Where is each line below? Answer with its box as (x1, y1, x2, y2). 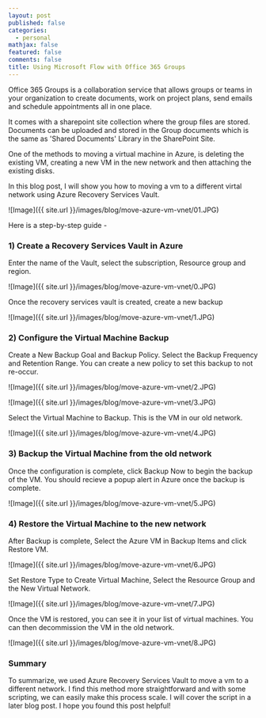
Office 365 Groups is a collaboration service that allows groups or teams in (8, 85, 253, 94)
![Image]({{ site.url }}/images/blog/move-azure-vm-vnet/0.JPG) (8, 282, 216, 291)
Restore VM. (8, 544, 49, 554)
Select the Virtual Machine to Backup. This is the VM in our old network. (8, 413, 243, 423)
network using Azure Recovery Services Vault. (8, 189, 160, 199)
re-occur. (8, 367, 39, 377)
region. (8, 267, 32, 276)
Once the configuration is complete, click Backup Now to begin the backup (8, 466, 253, 476)
